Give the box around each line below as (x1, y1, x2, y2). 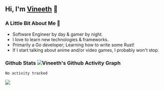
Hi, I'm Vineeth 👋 (5, 5, 58, 13)
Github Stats (5, 59, 36, 66)
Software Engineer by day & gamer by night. (12, 31, 103, 37)
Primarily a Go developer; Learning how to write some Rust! (12, 42, 135, 48)
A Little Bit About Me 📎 (5, 20, 61, 27)
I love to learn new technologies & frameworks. (12, 36, 109, 42)
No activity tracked (5, 71, 48, 76)
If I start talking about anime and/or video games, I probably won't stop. (12, 47, 159, 53)
